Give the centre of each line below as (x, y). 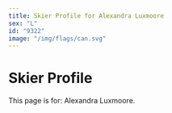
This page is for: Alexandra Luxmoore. (72, 101)
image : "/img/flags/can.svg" (57, 38)
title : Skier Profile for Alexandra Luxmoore (86, 16)
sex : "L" (23, 23)
